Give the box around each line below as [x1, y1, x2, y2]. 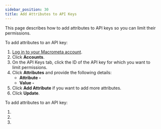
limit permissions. [12, 64, 48, 70]
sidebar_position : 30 [5, 7, 49, 12]
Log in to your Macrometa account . [12, 49, 82, 55]
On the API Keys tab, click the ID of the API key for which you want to [12, 59, 150, 65]
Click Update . [12, 90, 40, 96]
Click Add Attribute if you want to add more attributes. [12, 85, 122, 91]
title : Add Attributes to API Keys [5, 12, 77, 16]
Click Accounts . [12, 54, 45, 60]
